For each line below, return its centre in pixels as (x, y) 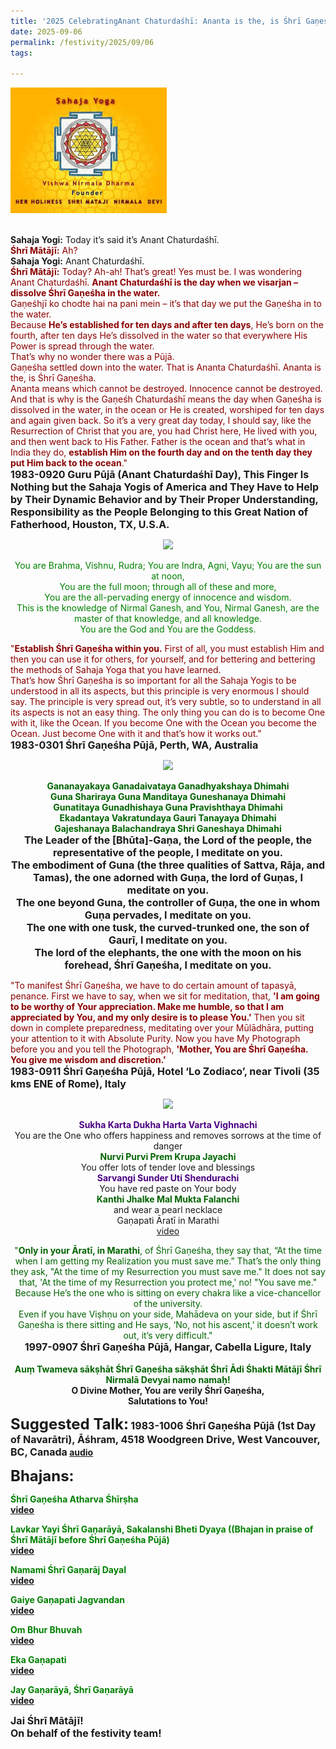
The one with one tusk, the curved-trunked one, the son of (168, 928)
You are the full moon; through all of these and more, (168, 587)
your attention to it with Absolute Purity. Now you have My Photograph (155, 1039)
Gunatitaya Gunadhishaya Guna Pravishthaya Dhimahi (168, 807)
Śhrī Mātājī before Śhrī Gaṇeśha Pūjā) (90, 1540)
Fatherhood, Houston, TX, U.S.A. (90, 525)
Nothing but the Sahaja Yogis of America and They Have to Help (165, 487)
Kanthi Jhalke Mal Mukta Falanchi (168, 1199)
